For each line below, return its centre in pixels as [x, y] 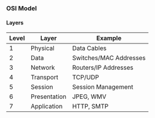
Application [47, 107]
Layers [15, 23]
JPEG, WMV [89, 97]
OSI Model [22, 8]
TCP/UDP [86, 77]
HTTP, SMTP [90, 107]
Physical [43, 48]
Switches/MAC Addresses [109, 58]
